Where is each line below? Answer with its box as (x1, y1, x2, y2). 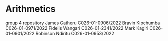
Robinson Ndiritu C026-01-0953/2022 (35, 30, 114, 36)
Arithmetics (5, 3, 56, 15)
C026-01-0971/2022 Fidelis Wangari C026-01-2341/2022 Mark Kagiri (5, 25, 149, 31)
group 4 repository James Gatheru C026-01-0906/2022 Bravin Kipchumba (5, 20, 160, 26)
